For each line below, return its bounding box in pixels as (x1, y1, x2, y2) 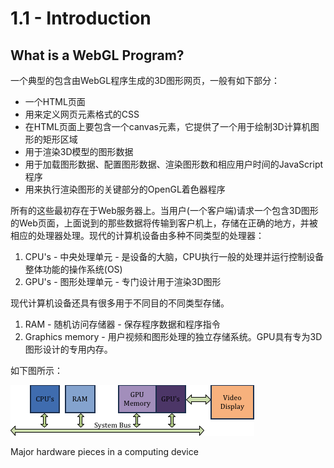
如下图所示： (10, 365, 63, 376)
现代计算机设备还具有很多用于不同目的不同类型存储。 (10, 297, 230, 309)
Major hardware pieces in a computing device (10, 446, 199, 457)
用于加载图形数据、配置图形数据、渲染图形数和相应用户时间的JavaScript (24, 158, 324, 170)
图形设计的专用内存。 (24, 343, 113, 355)
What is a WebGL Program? (10, 47, 185, 64)
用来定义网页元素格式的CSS (24, 108, 140, 120)
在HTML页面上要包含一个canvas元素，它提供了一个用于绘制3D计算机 (24, 121, 311, 132)
